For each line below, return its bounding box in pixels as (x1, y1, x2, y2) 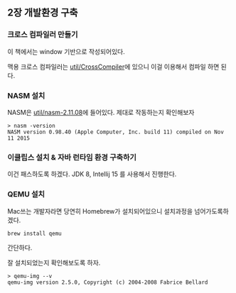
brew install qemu (7, 230, 62, 237)
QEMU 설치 (7, 189, 45, 199)
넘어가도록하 (194, 206, 229, 215)
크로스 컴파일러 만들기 (7, 30, 78, 40)
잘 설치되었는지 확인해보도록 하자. (7, 258, 101, 267)
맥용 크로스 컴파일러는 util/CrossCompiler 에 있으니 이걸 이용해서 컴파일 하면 (7, 62, 220, 71)
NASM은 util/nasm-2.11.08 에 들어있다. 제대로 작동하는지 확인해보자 (7, 108, 195, 116)
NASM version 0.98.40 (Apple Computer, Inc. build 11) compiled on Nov (7, 128, 224, 136)
